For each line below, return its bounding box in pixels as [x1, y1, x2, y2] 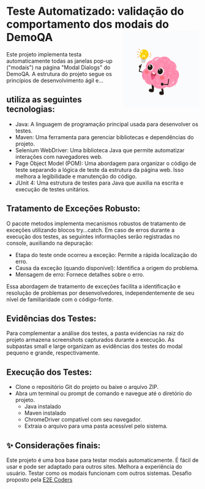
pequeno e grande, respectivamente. [6, 349, 100, 356]
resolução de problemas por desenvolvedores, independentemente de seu [6, 289, 195, 296]
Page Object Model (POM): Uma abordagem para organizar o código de [15, 160, 197, 167]
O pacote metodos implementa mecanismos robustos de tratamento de [6, 220, 187, 227]
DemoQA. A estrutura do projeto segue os [6, 70, 112, 77]
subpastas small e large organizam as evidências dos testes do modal [6, 342, 183, 350]
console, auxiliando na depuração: [6, 239, 94, 247]
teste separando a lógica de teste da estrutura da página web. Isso [15, 166, 184, 173]
